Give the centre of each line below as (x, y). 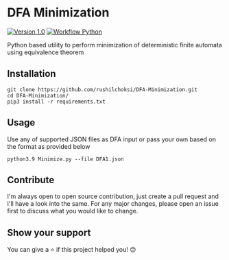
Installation (32, 74)
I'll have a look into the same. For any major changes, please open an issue (113, 204)
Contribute (31, 180)
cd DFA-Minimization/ (38, 95)
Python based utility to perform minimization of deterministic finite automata (115, 45)
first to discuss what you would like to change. (73, 211)
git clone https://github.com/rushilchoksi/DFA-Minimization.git (102, 90)
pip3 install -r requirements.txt (57, 102)
